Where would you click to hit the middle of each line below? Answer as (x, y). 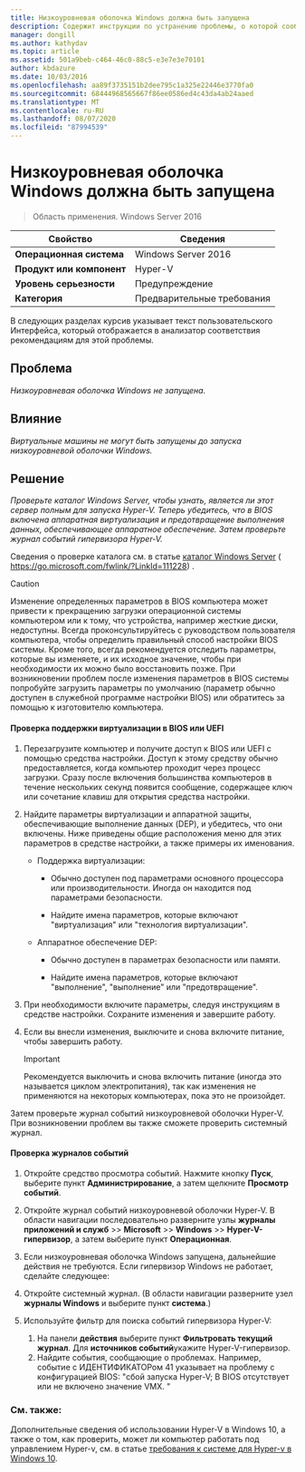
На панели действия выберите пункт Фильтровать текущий (155, 1338)
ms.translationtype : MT (55, 102)
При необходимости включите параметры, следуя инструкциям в (152, 1004)
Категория (39, 298)
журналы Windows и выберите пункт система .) (117, 1303)
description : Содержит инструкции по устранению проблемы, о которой (144, 26)
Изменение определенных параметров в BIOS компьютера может (139, 601)
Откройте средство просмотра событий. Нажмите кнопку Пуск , (148, 1173)
